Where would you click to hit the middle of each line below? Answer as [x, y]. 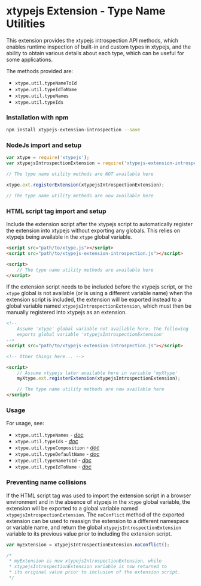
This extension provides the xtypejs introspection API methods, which [92, 40]
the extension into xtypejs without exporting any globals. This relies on [93, 231]
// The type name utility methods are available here [85, 270]
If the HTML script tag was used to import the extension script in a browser [99, 495]
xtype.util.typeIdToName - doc [53, 467]
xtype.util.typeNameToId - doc [53, 461]
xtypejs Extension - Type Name [86, 11]
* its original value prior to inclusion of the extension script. [95, 572]
